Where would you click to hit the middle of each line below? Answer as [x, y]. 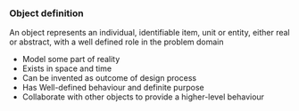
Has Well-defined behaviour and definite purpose [113, 88]
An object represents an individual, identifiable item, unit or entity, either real [149, 33]
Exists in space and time [67, 68]
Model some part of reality [71, 59]
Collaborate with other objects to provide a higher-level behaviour [143, 97]
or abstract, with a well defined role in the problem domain [117, 42]
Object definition [46, 13]
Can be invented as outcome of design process [109, 78]
